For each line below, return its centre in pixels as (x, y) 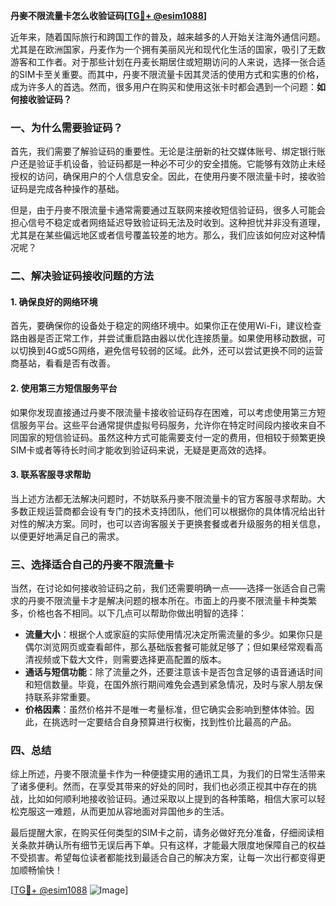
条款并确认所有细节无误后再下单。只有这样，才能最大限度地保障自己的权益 (172, 845)
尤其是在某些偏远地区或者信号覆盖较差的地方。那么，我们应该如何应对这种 (163, 235)
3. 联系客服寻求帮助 (51, 475)
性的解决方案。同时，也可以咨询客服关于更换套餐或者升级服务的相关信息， (172, 523)
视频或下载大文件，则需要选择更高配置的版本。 (130, 660)
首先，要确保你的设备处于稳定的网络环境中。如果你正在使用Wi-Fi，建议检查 (166, 326)
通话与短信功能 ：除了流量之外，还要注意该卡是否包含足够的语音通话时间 (173, 672)
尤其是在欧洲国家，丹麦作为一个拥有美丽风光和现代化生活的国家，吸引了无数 (168, 49)
